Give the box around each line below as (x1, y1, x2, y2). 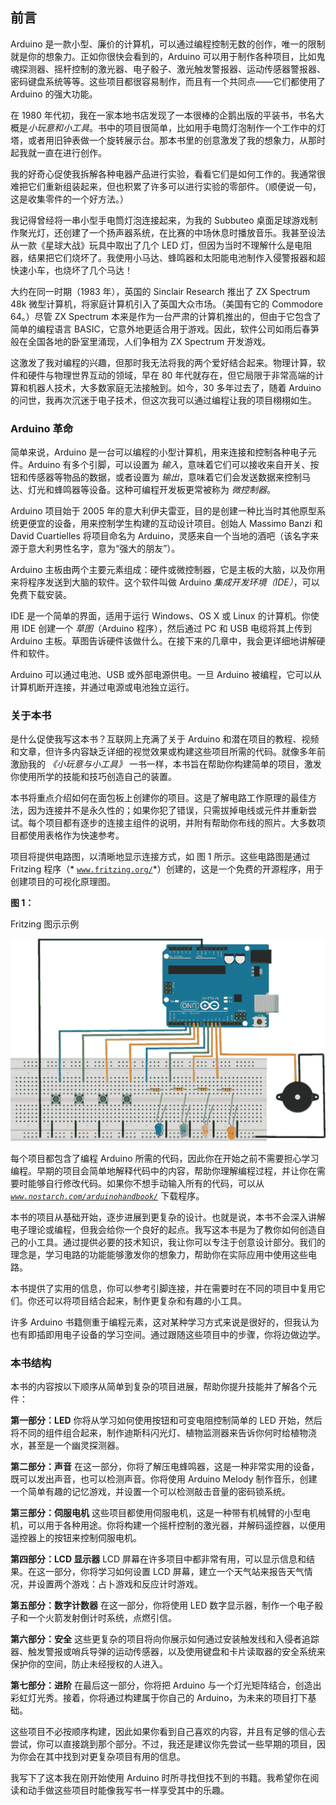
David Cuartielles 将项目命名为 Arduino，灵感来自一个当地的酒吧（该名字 (10, 530, 311, 542)
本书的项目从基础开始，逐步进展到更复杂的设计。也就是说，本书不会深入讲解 (10, 1211, 326, 1223)
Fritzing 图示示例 (10, 918, 80, 930)
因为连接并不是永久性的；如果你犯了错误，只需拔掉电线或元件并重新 (27, 804, 308, 817)
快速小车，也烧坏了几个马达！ (10, 264, 133, 276)
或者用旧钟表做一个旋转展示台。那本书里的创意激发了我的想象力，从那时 (27, 134, 326, 146)
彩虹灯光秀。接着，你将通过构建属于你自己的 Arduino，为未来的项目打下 (10, 1692, 308, 1704)
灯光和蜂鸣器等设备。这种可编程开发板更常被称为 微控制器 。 (27, 484, 276, 496)
